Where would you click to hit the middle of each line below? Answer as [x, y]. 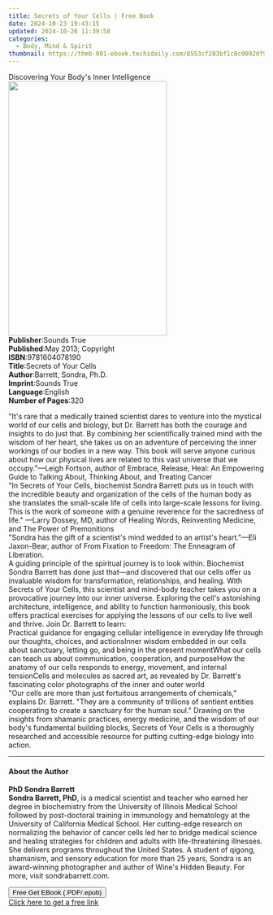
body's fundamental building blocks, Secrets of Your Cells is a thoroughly [131, 728]
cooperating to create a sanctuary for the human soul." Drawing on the [127, 710]
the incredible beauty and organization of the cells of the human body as [130, 494]
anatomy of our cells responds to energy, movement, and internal [118, 667]
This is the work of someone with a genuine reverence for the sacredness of [136, 511]
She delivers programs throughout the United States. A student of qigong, [132, 850]
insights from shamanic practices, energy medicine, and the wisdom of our [134, 719]
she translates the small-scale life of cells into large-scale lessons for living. [135, 503]
